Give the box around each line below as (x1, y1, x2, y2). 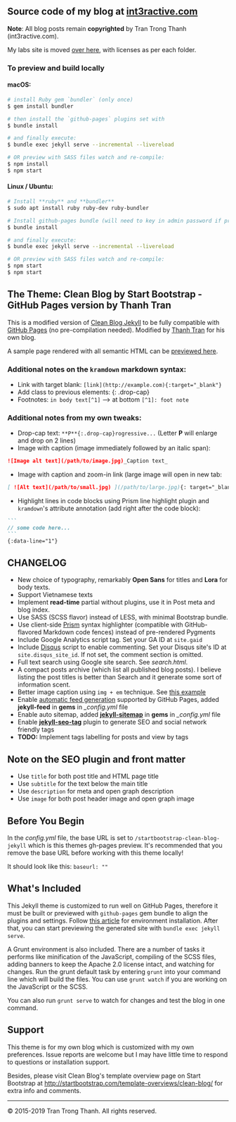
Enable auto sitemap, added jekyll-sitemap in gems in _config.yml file (17, 710, 221, 719)
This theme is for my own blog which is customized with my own (7, 1042, 195, 1051)
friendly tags (17, 725, 55, 734)
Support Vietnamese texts (17, 591, 93, 599)
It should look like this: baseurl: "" (7, 862, 109, 870)
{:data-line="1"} (7, 537, 58, 545)
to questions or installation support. (7, 1057, 110, 1066)
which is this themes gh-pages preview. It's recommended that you (27, 841, 223, 849)
